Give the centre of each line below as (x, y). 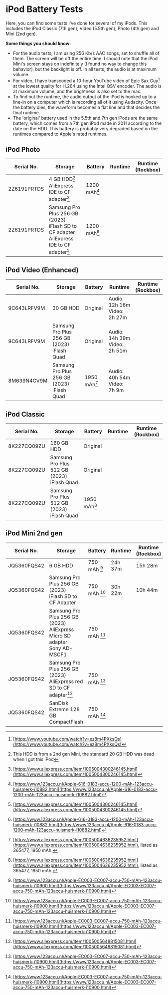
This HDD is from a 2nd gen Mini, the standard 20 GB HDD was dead (84, 754)
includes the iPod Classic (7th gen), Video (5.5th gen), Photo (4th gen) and (82, 28)
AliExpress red (66, 682)
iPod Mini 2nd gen (34, 534)
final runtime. (26, 112)
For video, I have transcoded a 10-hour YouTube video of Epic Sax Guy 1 (86, 80)
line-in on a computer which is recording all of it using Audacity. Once (84, 102)
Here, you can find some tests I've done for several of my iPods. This (77, 23)
